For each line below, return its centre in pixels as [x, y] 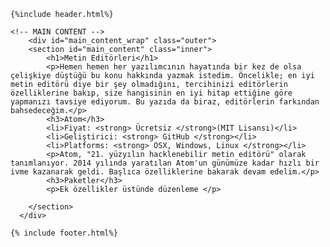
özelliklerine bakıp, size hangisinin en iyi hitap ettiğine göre [151, 93]
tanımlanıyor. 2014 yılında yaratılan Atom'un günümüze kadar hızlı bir [165, 163]
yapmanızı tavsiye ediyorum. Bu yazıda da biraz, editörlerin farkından [165, 102]
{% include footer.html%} [64, 233]
